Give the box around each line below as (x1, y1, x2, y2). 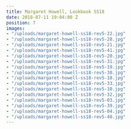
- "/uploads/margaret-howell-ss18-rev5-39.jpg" (6, 102, 126, 109)
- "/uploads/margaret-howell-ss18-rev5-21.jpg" (6, 42, 126, 48)
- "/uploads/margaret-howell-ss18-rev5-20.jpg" (6, 53, 126, 59)
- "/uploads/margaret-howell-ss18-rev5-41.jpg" (6, 48, 126, 54)
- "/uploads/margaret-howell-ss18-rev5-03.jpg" (6, 97, 126, 103)
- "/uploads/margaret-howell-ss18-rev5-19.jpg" (6, 64, 126, 70)
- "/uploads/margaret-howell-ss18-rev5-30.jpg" (6, 70, 126, 75)
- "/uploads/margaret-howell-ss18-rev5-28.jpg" (6, 36, 126, 42)
